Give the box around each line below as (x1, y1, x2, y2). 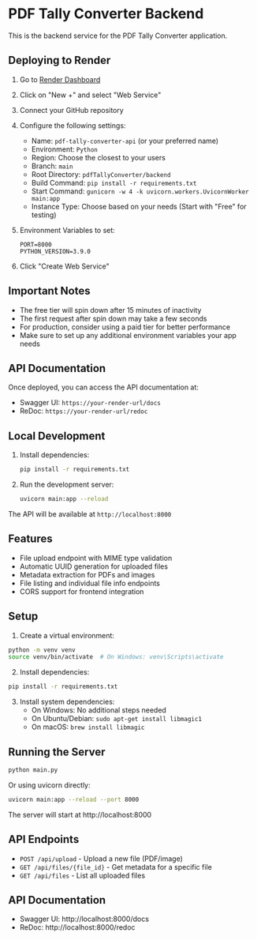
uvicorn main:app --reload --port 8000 (8, 795, 140, 803)
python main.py (8, 766, 58, 774)
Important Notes (8, 284, 91, 298)
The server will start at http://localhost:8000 (8, 810, 152, 819)
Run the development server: (19, 479, 114, 490)
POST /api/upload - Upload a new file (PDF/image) (19, 854, 184, 863)
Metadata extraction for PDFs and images (19, 570, 155, 579)
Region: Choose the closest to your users (31, 152, 166, 162)
